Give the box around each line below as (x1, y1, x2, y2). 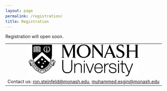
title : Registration (5, 19, 50, 24)
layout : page (5, 8, 33, 13)
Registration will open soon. (5, 34, 64, 40)
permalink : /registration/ (5, 13, 63, 19)
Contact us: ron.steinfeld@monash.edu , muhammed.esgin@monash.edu (7, 79, 160, 85)
